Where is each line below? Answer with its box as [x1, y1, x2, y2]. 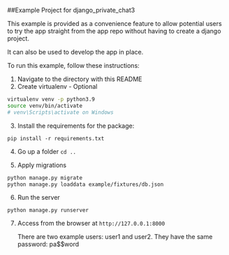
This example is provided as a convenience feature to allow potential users [7, 20, 222, 27]
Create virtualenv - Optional [17, 82, 98, 90]
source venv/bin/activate [7, 102, 82, 109]
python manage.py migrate [7, 174, 82, 181]
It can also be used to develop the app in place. [7, 48, 144, 56]
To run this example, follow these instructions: [7, 61, 140, 69]
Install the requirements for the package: [17, 122, 135, 130]
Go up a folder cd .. [17, 147, 77, 156]
